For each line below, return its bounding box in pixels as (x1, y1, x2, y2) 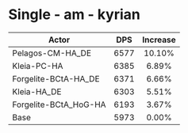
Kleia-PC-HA (12, 60, 63, 71)
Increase (142, 34, 176, 45)
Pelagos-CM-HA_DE (12, 47, 91, 59)
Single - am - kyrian (8, 6, 140, 24)
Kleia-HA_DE (12, 85, 62, 97)
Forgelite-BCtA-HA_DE (12, 73, 101, 84)
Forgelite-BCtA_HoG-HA (12, 99, 106, 110)
